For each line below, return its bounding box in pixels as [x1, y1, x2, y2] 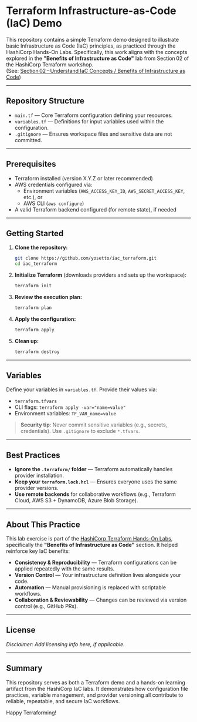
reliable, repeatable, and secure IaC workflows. [6, 697, 120, 704]
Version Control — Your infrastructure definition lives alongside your [14, 572, 181, 579]
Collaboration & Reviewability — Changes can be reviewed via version [14, 596, 187, 603]
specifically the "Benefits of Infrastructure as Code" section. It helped [6, 542, 178, 549]
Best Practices [6, 450, 60, 460]
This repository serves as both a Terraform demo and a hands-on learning [6, 679, 186, 686]
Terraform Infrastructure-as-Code [6, 4, 176, 18]
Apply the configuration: [14, 315, 76, 323]
